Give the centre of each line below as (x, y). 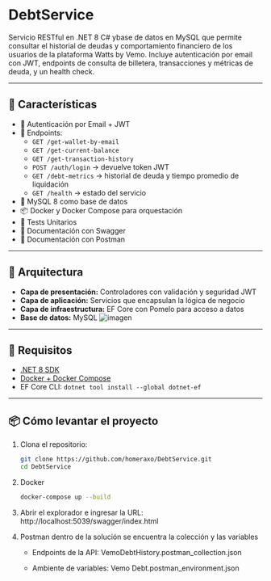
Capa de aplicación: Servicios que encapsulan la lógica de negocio (132, 300)
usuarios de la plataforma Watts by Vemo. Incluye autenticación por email (130, 54)
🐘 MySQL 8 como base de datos (74, 201)
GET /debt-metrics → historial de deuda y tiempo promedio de (135, 175)
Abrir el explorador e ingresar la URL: (81, 512)
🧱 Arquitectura (46, 272)
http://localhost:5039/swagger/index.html (89, 521)
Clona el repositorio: (54, 444)
